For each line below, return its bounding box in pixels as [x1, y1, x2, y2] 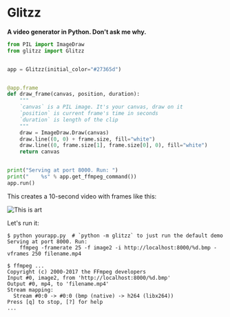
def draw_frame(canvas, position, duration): [7, 91, 140, 98]
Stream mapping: [7, 286, 54, 294]
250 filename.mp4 [32, 250, 81, 257]
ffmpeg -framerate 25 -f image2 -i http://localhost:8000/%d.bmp [19, 244, 211, 251]
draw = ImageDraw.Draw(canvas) [19, 129, 109, 136]
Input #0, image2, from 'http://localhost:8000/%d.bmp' [7, 274, 171, 281]
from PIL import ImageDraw [7, 41, 85, 48]
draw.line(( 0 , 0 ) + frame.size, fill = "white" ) [19, 136, 156, 143]
